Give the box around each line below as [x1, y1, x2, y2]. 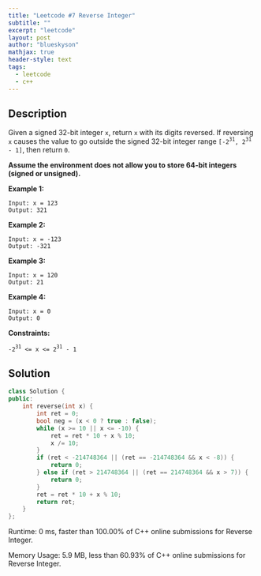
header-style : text [8, 56, 73, 64]
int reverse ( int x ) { [22, 402, 93, 411]
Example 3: [8, 256, 46, 265]
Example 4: [8, 292, 46, 301]
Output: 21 [8, 278, 44, 286]
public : [8, 395, 34, 403]
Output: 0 [8, 314, 41, 322]
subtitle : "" [8, 19, 51, 27]
